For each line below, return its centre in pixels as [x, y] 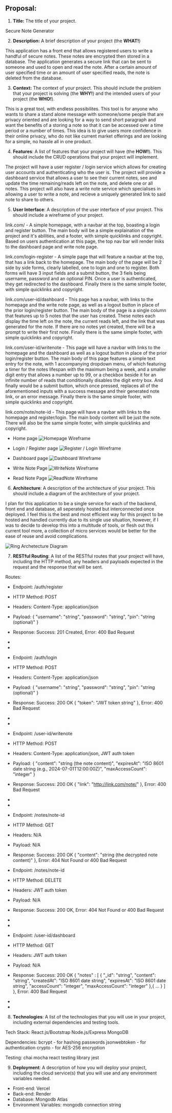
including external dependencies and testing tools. [66, 1022]
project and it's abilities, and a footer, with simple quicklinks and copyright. [84, 236]
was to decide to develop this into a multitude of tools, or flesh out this [80, 525]
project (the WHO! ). [34, 99]
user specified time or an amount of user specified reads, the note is [78, 72]
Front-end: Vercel [31, 1088]
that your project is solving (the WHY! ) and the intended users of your [87, 93]
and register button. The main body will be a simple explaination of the [80, 230]
